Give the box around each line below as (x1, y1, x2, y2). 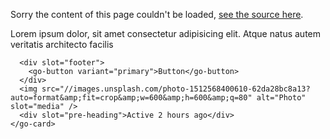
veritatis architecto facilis (10, 39, 114, 50)
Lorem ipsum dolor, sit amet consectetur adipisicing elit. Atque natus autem (10, 28, 322, 39)
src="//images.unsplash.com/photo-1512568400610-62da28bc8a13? (41, 84, 311, 94)
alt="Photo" (256, 93, 307, 103)
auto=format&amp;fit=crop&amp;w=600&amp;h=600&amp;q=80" (10, 93, 253, 103)
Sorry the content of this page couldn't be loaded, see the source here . (10, 9, 304, 20)
